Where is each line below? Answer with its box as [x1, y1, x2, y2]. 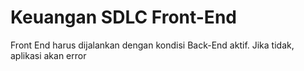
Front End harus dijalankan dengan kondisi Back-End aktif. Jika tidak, [10, 39, 295, 51]
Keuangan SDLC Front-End [10, 6, 237, 29]
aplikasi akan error [10, 49, 87, 61]
